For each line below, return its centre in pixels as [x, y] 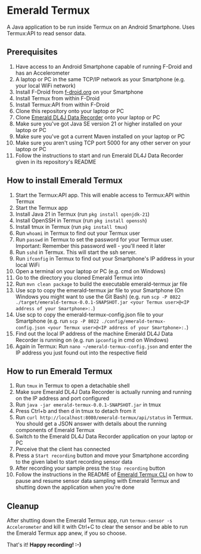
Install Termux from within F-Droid [58, 98]
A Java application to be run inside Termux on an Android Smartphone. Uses [101, 27]
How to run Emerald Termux [60, 371]
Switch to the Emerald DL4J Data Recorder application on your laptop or [104, 436]
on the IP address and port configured [62, 399]
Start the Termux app [41, 207]
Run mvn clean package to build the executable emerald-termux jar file [101, 284]
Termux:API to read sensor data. [47, 33]
